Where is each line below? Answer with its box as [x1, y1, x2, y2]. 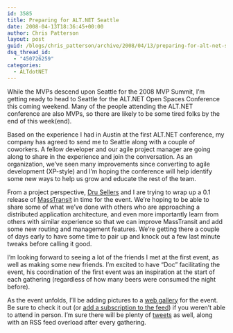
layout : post [7, 36, 45, 43]
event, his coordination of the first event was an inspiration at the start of [7, 268, 215, 276]
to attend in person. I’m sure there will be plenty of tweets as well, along [7, 310, 213, 319]
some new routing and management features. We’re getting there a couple [7, 225, 220, 233]
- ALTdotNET [13, 68, 49, 75]
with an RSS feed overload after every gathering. [7, 318, 147, 326]
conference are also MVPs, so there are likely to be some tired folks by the [7, 109, 221, 118]
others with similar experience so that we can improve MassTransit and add [7, 217, 223, 225]
